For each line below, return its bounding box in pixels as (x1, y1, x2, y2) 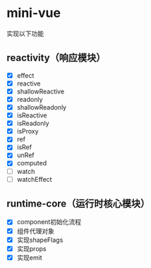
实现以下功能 (6, 29, 44, 37)
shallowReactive (16, 87, 65, 95)
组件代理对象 (16, 226, 54, 235)
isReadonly (16, 119, 50, 128)
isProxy (16, 127, 40, 136)
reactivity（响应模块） (6, 52, 106, 64)
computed (16, 159, 47, 168)
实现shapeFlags (16, 235, 64, 244)
